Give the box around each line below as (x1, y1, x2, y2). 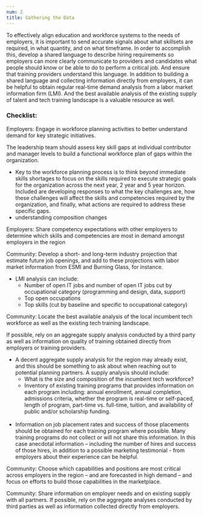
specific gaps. (15, 207, 51, 214)
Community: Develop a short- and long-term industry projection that (6, 250, 177, 257)
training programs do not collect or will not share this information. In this (15, 434, 196, 441)
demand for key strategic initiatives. (6, 132, 96, 139)
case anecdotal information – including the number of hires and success (15, 440, 196, 447)
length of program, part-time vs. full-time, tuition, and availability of (24, 401, 193, 409)
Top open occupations (24, 294, 81, 302)
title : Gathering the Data (6, 15, 75, 21)
